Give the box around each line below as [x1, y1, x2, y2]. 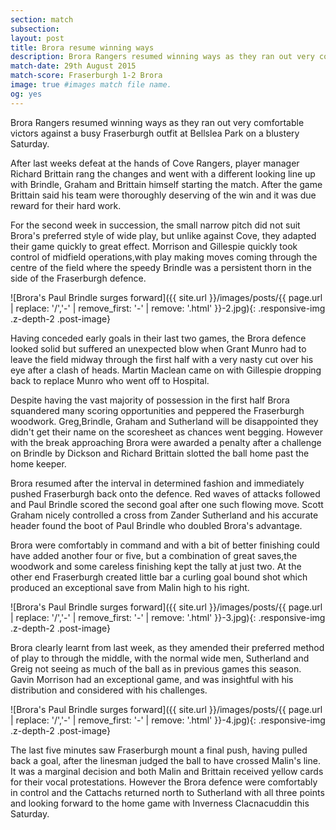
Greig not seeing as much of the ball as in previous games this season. [10, 662, 302, 675]
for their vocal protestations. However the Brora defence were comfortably [10, 776, 318, 788]
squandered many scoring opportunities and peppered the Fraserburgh [10, 404, 305, 416]
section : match [10, 14, 74, 25]
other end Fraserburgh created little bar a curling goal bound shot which [10, 571, 308, 583]
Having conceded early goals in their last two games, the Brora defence [10, 332, 307, 344]
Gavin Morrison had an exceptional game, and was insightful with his [10, 673, 294, 685]
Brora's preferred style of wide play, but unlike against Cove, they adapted [10, 229, 317, 241]
